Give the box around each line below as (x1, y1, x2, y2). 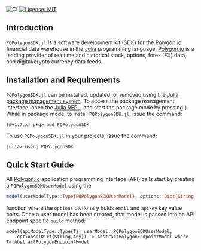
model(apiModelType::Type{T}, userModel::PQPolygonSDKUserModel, (6, 229, 172, 235)
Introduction (6, 23, 54, 33)
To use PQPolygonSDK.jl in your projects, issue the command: (6, 132, 157, 139)
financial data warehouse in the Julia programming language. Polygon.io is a (6, 45, 194, 52)
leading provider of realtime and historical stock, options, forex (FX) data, (6, 51, 187, 59)
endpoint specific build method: (6, 217, 86, 224)
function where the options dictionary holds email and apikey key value (6, 204, 182, 212)
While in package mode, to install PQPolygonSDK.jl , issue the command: (6, 110, 182, 117)
